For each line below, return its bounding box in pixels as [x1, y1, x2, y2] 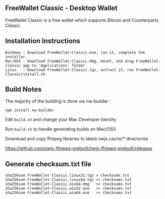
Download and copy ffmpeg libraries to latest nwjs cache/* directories [5, 136, 149, 142]
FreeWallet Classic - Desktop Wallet [5, 4, 118, 12]
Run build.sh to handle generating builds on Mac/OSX [5, 126, 116, 132]
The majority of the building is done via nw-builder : [5, 98, 111, 104]
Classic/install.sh [5, 71, 46, 76]
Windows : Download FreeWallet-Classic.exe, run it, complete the [5, 50, 145, 55]
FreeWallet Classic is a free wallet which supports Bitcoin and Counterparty [5, 17, 159, 23]
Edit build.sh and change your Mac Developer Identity [5, 117, 116, 123]
